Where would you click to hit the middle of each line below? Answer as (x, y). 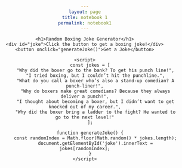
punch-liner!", (85, 86)
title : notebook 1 (85, 17)
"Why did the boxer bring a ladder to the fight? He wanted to (95, 112)
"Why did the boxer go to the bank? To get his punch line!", (95, 71)
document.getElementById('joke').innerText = (95, 144)
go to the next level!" (85, 117)
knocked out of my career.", (85, 107)
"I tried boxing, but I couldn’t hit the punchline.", (95, 76)
